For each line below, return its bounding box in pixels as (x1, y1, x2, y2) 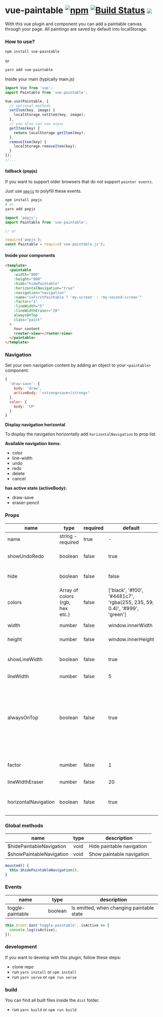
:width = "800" (14, 272, 40, 277)
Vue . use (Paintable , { (5, 99, 49, 104)
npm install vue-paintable (5, 49, 60, 54)
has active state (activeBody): (5, 485, 67, 491)
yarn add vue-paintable (5, 67, 53, 72)
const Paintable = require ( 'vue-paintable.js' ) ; (5, 242, 105, 247)
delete (12, 471, 25, 477)
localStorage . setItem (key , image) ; (14, 112, 86, 117)
